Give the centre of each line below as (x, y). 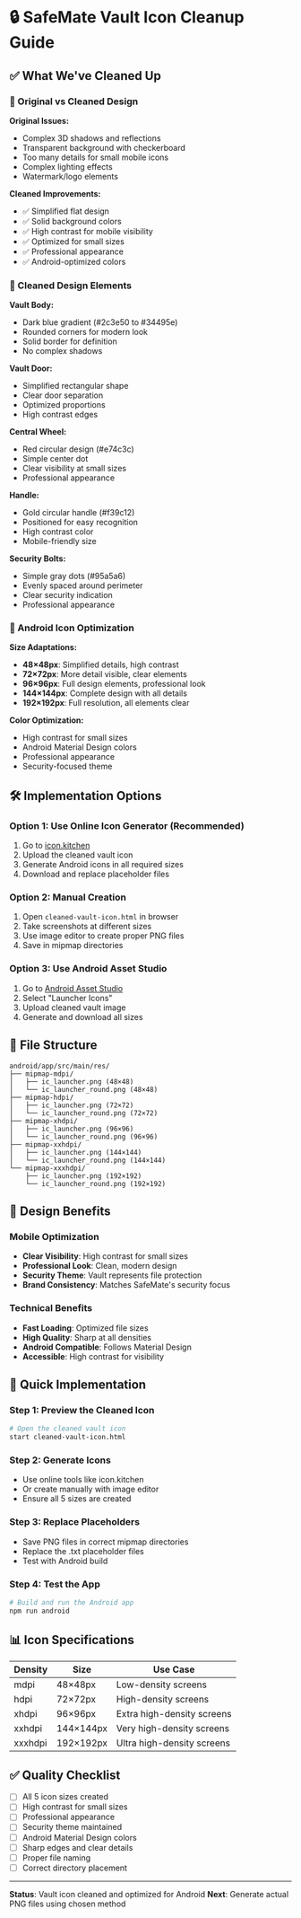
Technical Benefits (51, 1308)
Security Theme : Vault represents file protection (112, 1275)
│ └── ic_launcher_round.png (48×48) (84, 1089)
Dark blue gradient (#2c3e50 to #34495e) (100, 322)
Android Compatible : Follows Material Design (107, 1347)
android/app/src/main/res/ (60, 1066)
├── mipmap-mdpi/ (42, 1074)
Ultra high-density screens (173, 1743)
